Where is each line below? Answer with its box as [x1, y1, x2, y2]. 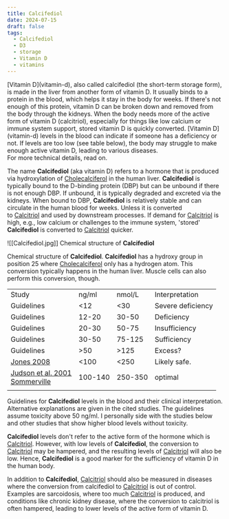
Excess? [154, 345, 182, 355]
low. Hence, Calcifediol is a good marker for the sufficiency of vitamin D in [7, 454, 219, 462]
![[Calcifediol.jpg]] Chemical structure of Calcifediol [7, 238, 155, 247]
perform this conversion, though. [7, 274, 100, 283]
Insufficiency [154, 323, 197, 333]
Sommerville [10, 376, 52, 386]
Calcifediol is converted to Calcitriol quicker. [7, 225, 134, 234]
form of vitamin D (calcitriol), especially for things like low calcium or [7, 116, 201, 125]
